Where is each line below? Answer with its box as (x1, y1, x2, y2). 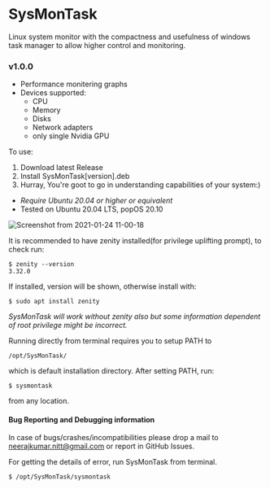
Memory (32, 105, 61, 115)
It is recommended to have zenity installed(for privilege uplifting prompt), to (8, 236, 262, 246)
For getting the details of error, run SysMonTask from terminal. (8, 457, 218, 467)
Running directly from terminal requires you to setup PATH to (8, 336, 212, 346)
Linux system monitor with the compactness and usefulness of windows (8, 32, 250, 41)
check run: (8, 245, 45, 255)
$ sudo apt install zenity (8, 298, 100, 306)
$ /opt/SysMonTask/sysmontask (8, 473, 111, 481)
